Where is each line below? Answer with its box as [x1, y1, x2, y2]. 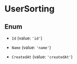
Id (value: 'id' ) [11, 35, 43, 41]
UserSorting [4, 3, 55, 14]
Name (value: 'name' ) [11, 45, 51, 50]
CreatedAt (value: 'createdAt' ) [11, 54, 73, 60]
